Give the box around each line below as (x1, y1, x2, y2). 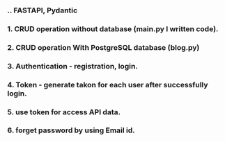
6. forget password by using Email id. (7, 125, 136, 135)
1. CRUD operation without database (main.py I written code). (7, 24, 219, 33)
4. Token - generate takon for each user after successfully (7, 80, 208, 89)
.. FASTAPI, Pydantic (7, 6, 78, 15)
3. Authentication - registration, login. (7, 61, 138, 71)
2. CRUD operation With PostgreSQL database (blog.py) (7, 42, 200, 52)
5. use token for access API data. (7, 107, 121, 116)
